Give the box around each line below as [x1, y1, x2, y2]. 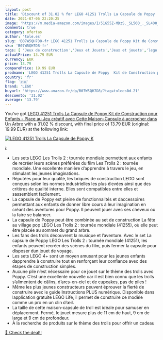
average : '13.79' [5, 98, 40, 102]
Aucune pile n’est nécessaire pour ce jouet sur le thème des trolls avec [12, 269, 154, 274]
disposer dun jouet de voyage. [12, 248, 73, 254]
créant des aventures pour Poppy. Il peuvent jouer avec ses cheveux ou [12, 207, 156, 213]
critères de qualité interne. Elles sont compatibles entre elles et [12, 186, 138, 192]
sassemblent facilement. [12, 191, 62, 197]
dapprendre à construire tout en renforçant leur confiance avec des [12, 258, 147, 264]
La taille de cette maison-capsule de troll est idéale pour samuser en [12, 305, 149, 311]
